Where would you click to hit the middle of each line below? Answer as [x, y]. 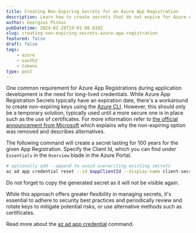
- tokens [27, 66]
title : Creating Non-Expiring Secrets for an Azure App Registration [92, 11]
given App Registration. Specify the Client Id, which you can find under [91, 149]
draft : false [22, 44]
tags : [13, 50]
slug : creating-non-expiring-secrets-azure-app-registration [82, 33]
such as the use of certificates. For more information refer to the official [92, 119]
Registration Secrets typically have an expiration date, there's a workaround [97, 101]
